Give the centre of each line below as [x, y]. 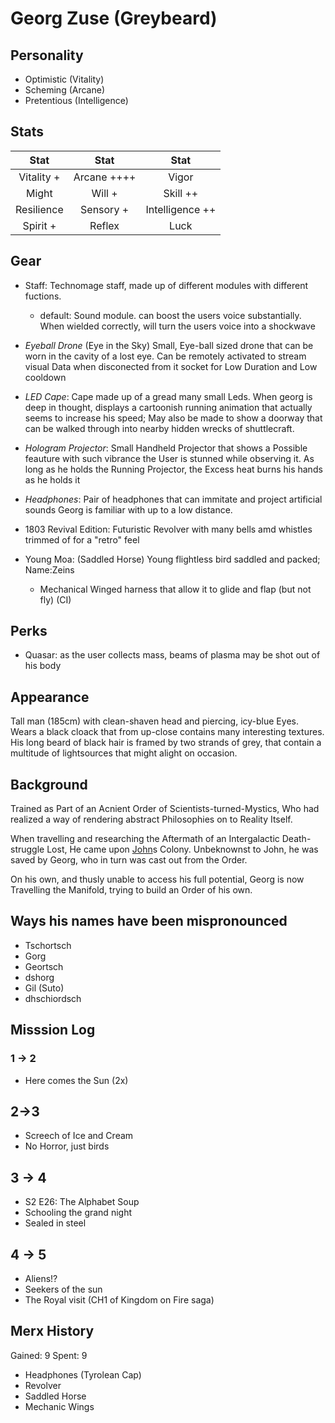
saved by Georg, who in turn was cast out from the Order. [129, 860]
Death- [296, 839]
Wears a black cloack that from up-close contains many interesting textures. [167, 732]
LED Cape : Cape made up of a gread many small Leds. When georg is [168, 396]
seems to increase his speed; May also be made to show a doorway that [173, 418]
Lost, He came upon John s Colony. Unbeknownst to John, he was [182, 849]
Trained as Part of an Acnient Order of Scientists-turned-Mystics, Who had [165, 809]
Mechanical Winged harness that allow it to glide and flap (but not [175, 589]
